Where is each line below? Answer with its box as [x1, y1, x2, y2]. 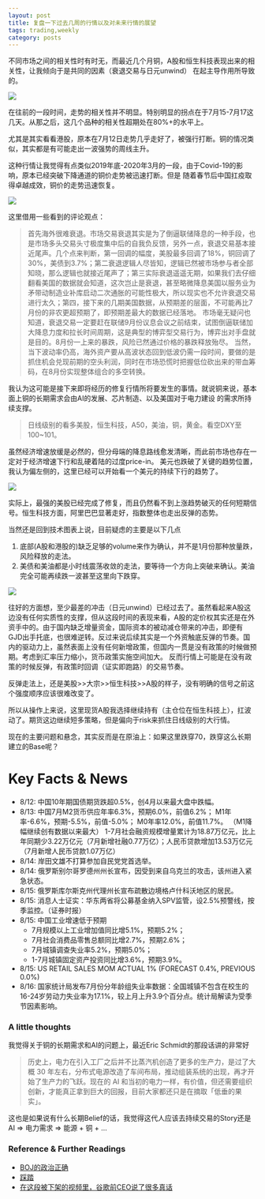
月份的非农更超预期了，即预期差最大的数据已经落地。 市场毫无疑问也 [27, 308, 251, 317]
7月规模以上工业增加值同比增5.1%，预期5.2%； [31, 925, 185, 935]
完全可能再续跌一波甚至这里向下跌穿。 [19, 571, 144, 581]
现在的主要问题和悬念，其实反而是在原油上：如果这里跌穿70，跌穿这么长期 [8, 732, 252, 742]
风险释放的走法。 [19, 552, 76, 561]
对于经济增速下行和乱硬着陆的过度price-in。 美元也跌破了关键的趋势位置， [14, 457, 257, 466]
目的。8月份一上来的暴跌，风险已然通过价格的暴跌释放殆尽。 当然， [34, 337, 256, 347]
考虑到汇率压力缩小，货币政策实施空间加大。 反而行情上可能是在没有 [21, 652, 245, 661]
